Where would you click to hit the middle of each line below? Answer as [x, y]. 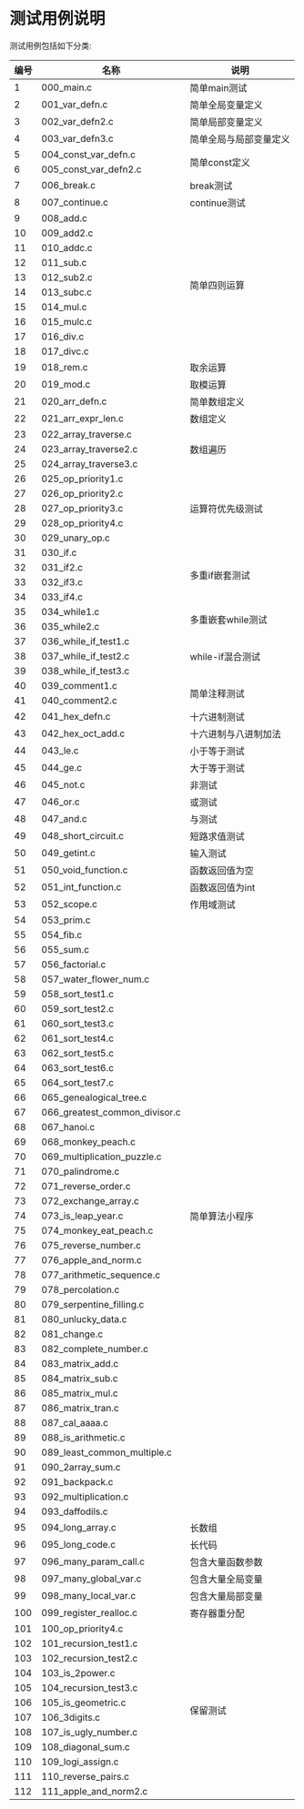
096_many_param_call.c [93, 1561]
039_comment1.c [80, 685]
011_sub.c [64, 262]
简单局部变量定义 [227, 122]
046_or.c [61, 802]
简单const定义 [220, 162]
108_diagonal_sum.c [86, 1746]
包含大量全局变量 [227, 1579]
